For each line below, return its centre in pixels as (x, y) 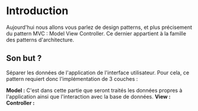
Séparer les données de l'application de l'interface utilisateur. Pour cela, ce (98, 73)
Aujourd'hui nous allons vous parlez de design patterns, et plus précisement (99, 27)
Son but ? (24, 58)
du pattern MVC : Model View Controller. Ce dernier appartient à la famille (96, 33)
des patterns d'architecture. (40, 40)
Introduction (37, 11)
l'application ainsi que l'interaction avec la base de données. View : (88, 96)
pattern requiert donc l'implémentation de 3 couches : (72, 79)
